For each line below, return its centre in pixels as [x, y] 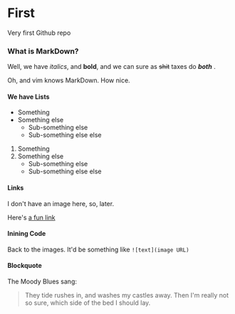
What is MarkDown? [43, 51]
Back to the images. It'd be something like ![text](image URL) [99, 249]
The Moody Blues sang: [42, 281]
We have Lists [28, 97]
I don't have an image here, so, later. [61, 203]
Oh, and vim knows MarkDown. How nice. [69, 80]
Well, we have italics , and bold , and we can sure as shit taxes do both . [111, 67]
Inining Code [27, 234]
